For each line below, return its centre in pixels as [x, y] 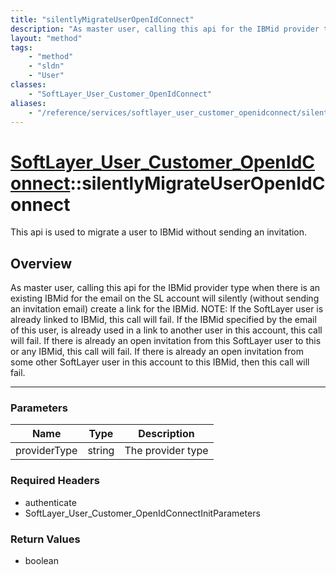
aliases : [28, 103]
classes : [28, 85]
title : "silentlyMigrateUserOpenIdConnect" [102, 19]
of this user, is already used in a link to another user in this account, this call [166, 330]
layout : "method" [46, 38]
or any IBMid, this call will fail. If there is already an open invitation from [157, 352]
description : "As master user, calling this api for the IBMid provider [165, 29]
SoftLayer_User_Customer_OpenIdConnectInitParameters [142, 513]
